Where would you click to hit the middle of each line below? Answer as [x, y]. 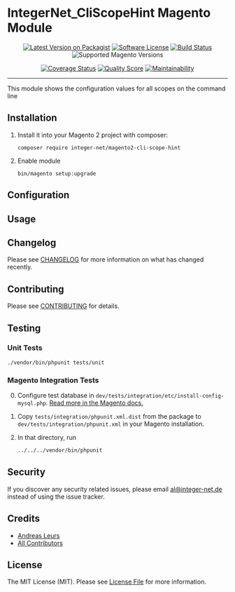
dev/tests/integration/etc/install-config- [160, 396]
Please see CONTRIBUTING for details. [64, 306]
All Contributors [40, 543]
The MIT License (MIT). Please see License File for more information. [107, 582]
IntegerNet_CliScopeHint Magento [109, 13]
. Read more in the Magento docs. [94, 403]
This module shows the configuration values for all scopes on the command [116, 88]
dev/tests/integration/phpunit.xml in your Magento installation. [111, 424]
